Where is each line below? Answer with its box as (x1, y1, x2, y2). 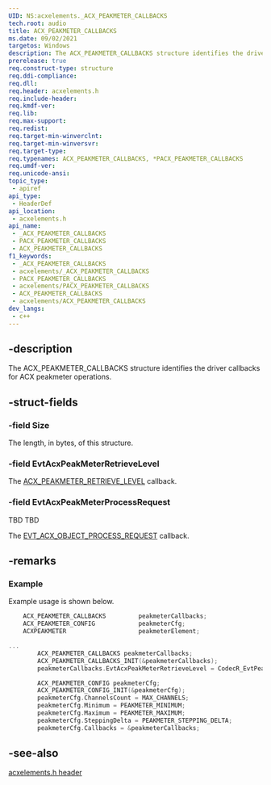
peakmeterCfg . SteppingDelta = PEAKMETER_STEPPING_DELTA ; (37, 716, 232, 724)
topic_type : (8, 177, 48, 186)
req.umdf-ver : (8, 162, 56, 170)
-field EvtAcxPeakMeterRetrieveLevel (8, 458, 160, 469)
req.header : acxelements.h (8, 86, 99, 95)
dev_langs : (8, 304, 45, 313)
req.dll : (8, 79, 38, 87)
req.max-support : (8, 117, 67, 125)
